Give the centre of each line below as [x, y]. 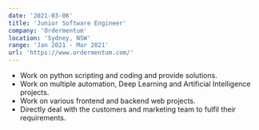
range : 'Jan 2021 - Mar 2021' [59, 45]
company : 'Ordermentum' [48, 30]
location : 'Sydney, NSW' [50, 38]
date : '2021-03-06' [41, 16]
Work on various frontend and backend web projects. [108, 101]
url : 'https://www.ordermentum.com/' [71, 53]
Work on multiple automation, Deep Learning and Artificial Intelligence [135, 84]
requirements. [43, 118]
